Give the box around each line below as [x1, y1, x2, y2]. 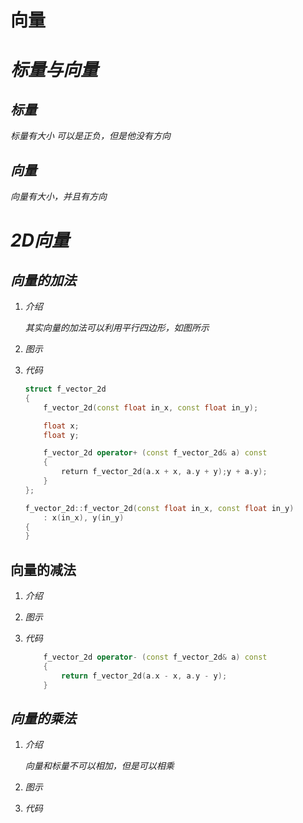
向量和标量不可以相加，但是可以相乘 [24, 760, 175, 772]
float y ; [43, 430, 80, 440]
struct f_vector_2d [24, 384, 107, 394]
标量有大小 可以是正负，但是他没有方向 [10, 130, 171, 142]
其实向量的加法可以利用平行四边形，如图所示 [24, 322, 210, 333]
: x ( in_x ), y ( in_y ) [43, 512, 125, 523]
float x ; [43, 421, 80, 431]
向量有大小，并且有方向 [10, 191, 107, 202]
